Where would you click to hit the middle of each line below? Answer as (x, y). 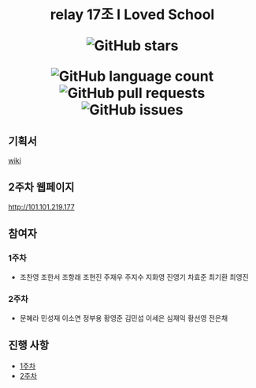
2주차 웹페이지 (41, 188)
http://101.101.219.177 (41, 207)
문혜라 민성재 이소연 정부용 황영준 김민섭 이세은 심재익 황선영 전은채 (124, 318)
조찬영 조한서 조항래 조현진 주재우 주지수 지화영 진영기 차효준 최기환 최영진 (134, 277)
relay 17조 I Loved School (132, 15)
